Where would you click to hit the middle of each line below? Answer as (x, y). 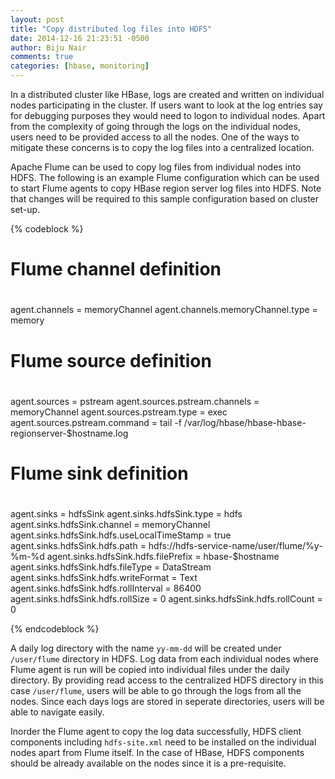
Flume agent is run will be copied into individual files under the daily (150, 670)
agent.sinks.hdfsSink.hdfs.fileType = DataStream (111, 567)
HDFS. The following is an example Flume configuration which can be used (165, 177)
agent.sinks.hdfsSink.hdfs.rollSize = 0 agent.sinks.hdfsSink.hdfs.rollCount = (166, 599)
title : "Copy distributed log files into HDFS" (111, 29)
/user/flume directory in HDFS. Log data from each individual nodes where (164, 659)
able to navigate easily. (57, 712)
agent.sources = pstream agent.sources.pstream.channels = (135, 401)
